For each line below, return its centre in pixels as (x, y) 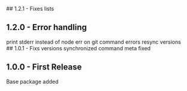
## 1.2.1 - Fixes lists (30, 9)
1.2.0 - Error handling (46, 27)
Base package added (32, 81)
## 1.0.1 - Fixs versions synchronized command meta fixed (79, 48)
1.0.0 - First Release (44, 67)
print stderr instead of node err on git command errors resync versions (94, 42)
